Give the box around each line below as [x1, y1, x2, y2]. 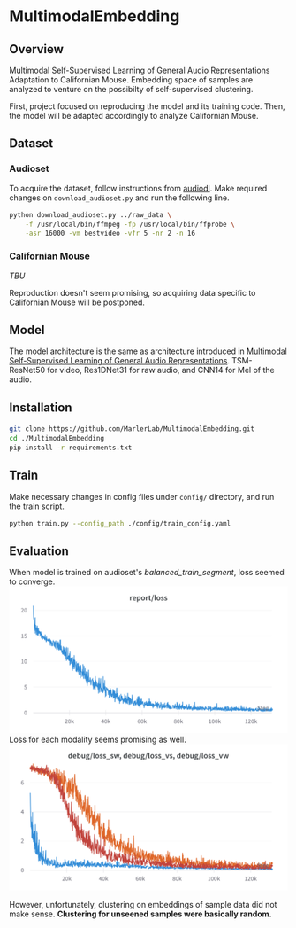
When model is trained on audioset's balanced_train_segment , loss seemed [9, 567, 285, 578]
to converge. [9, 576, 56, 587]
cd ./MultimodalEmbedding [9, 434, 104, 443]
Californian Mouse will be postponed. [9, 297, 146, 308]
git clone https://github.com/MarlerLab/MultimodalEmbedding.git [9, 425, 254, 433]
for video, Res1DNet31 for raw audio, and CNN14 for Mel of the [47, 365, 276, 376]
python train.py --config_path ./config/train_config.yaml [9, 519, 231, 528]
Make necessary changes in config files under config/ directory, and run [9, 491, 275, 502]
